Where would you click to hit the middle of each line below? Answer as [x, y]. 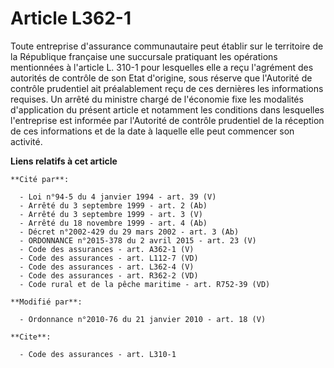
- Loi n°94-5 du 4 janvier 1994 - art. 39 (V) [118, 197]
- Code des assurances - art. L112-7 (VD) [109, 258]
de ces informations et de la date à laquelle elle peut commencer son [152, 131]
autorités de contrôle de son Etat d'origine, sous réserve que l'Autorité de [161, 78]
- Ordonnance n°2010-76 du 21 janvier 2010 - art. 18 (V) [143, 319]
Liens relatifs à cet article [64, 161]
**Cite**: [31, 337]
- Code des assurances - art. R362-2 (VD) [109, 275]
